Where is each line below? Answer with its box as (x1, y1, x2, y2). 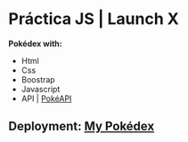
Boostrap (20, 74, 55, 84)
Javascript (20, 83, 61, 94)
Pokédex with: (8, 38, 63, 49)
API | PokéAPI (20, 93, 72, 104)
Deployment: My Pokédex (8, 119, 155, 134)
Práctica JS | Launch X (8, 9, 179, 29)
